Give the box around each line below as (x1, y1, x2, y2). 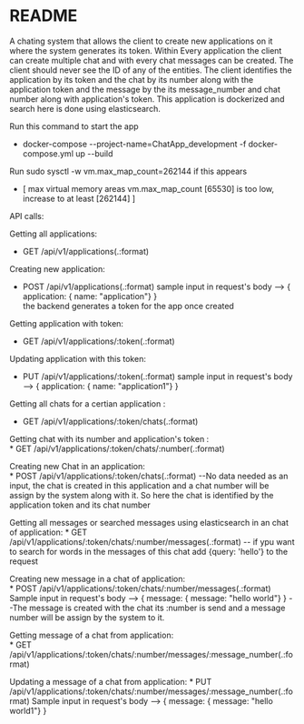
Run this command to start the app (9, 120, 139, 132)
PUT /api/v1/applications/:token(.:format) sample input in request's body (22, 370, 293, 382)
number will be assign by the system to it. (9, 611, 165, 623)
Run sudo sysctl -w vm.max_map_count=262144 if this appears (9, 166, 248, 176)
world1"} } (9, 705, 47, 716)
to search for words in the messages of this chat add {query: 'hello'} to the (9, 546, 289, 557)
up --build (75, 147, 113, 159)
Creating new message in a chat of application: (9, 573, 186, 584)
